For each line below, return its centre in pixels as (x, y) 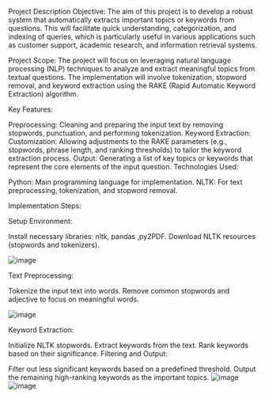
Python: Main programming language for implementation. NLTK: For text (125, 182)
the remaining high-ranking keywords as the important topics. (109, 377)
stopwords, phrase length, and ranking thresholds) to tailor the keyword (125, 150)
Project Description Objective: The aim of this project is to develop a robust (131, 11)
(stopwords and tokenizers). (54, 245)
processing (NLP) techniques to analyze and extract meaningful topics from (132, 69)
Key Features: (30, 109)
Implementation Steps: (45, 206)
